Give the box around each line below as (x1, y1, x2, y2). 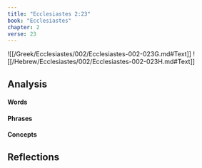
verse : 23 (7, 30, 37, 38)
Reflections (7, 151, 60, 163)
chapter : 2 (7, 23, 40, 31)
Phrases (7, 114, 33, 122)
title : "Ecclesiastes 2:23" (7, 10, 91, 18)
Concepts (7, 130, 37, 139)
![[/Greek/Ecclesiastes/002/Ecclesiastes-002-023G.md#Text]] (7, 50, 191, 58)
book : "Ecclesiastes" (7, 17, 72, 24)
